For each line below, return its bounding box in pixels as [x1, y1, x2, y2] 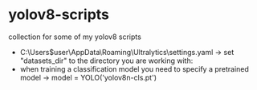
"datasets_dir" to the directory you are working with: [19, 56, 194, 65]
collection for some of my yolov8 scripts [8, 32, 142, 41]
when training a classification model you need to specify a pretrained [19, 64, 249, 73]
